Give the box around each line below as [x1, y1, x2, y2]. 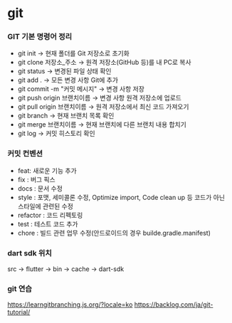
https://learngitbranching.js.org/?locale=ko [7, 300, 133, 309]
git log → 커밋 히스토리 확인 [17, 129, 95, 138]
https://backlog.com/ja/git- [134, 300, 213, 309]
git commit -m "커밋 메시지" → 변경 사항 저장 [17, 85, 144, 93]
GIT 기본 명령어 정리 [7, 32, 73, 42]
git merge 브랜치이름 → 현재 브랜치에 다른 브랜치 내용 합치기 [17, 120, 186, 129]
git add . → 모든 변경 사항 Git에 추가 [17, 76, 119, 85]
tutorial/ [7, 308, 31, 317]
